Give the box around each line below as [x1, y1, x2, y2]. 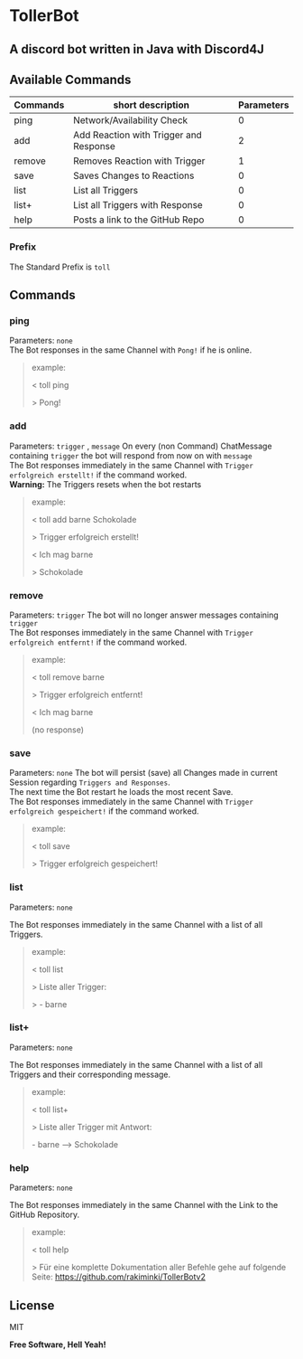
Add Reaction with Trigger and [73, 128, 203, 141]
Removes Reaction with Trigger [73, 155, 206, 167]
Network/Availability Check [73, 114, 188, 127]
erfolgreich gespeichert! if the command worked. [9, 806, 200, 816]
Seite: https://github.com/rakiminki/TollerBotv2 [31, 1271, 206, 1282]
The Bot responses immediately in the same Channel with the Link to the [9, 1200, 279, 1211]
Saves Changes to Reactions [73, 169, 195, 182]
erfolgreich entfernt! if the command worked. [9, 637, 188, 647]
